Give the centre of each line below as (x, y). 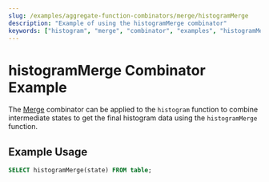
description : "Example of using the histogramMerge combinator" (118, 23)
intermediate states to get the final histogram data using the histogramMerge (133, 118)
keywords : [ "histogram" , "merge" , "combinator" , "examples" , (112, 30)
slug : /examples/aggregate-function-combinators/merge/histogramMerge (128, 16)
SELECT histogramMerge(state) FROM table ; (80, 170)
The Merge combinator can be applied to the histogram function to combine (133, 110)
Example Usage (48, 152)
